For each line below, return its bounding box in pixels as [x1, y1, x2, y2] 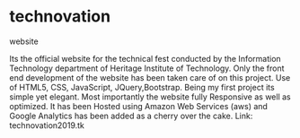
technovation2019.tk [9, 119, 85, 131]
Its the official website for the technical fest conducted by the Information [9, 53, 281, 64]
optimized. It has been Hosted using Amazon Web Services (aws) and [9, 100, 268, 111]
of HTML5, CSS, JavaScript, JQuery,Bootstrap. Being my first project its [9, 82, 276, 92]
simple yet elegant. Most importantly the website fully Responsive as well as [9, 91, 291, 102]
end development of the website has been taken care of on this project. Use [9, 72, 291, 82]
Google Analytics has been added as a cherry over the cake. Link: [9, 110, 253, 121]
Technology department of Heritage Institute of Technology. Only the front [9, 63, 285, 73]
